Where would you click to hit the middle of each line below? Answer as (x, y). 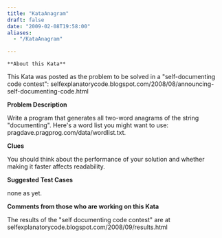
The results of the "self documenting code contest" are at (89, 220)
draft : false (26, 20)
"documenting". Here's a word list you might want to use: (88, 125)
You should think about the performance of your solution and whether (106, 160)
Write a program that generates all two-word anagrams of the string (103, 118)
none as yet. (25, 193)
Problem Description (37, 105)
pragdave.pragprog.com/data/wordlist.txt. (67, 133)
